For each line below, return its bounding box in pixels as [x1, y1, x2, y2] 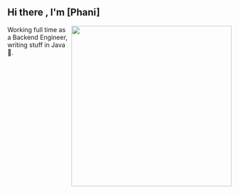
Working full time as [7, 25, 66, 34]
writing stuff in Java [7, 40, 65, 49]
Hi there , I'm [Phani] [7, 6, 100, 19]
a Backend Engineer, [7, 33, 68, 41]
